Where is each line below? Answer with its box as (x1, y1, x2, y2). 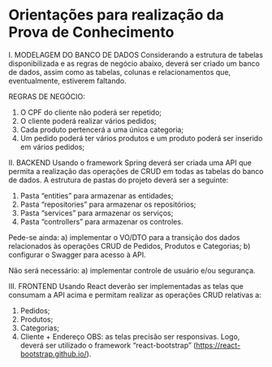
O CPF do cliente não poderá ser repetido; (19, 107, 162, 117)
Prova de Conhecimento (8, 23, 175, 42)
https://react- (196, 340, 241, 350)
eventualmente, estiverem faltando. (8, 76, 127, 85)
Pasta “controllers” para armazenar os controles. (19, 216, 183, 226)
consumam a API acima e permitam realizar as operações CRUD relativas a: (8, 290, 261, 299)
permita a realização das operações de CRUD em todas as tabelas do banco (8, 166, 264, 176)
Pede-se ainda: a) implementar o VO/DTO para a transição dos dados (8, 232, 240, 242)
